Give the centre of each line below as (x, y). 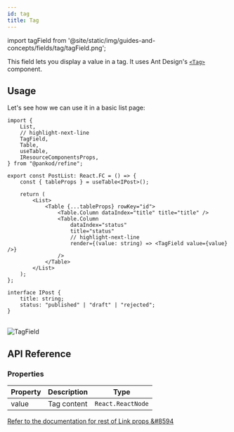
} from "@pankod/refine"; (45, 164)
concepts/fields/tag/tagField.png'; (57, 48)
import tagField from (37, 40)
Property (26, 392)
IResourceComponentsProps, (59, 158)
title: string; (42, 299)
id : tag (19, 14)
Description (68, 392)
